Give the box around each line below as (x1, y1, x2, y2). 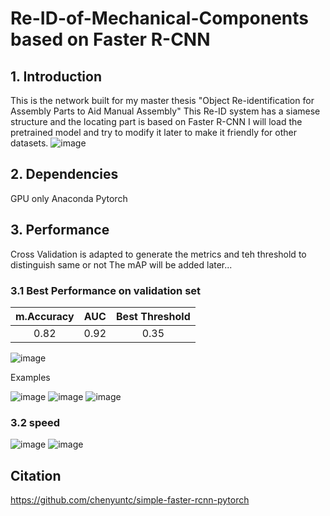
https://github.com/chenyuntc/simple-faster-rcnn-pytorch (10, 494, 250, 506)
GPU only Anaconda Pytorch (10, 192, 128, 204)
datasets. (10, 137, 49, 149)
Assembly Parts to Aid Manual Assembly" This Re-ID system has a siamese (10, 105, 321, 117)
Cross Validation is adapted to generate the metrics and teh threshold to (10, 248, 307, 260)
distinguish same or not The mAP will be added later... (10, 258, 233, 271)
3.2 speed (10, 415, 61, 429)
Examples (10, 371, 51, 383)
